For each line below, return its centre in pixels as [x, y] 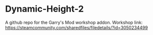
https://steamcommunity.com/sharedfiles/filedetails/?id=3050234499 [76, 27]
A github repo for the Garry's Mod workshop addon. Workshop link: [74, 22]
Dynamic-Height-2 [45, 9]
